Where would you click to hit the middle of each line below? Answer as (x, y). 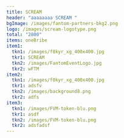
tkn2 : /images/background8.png (51, 92)
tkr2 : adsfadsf (31, 126)
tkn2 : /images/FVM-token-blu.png (54, 120)
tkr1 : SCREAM (28, 57)
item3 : (15, 103)
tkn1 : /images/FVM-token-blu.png (54, 108)
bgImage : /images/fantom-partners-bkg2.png (62, 23)
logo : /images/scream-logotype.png (51, 29)
